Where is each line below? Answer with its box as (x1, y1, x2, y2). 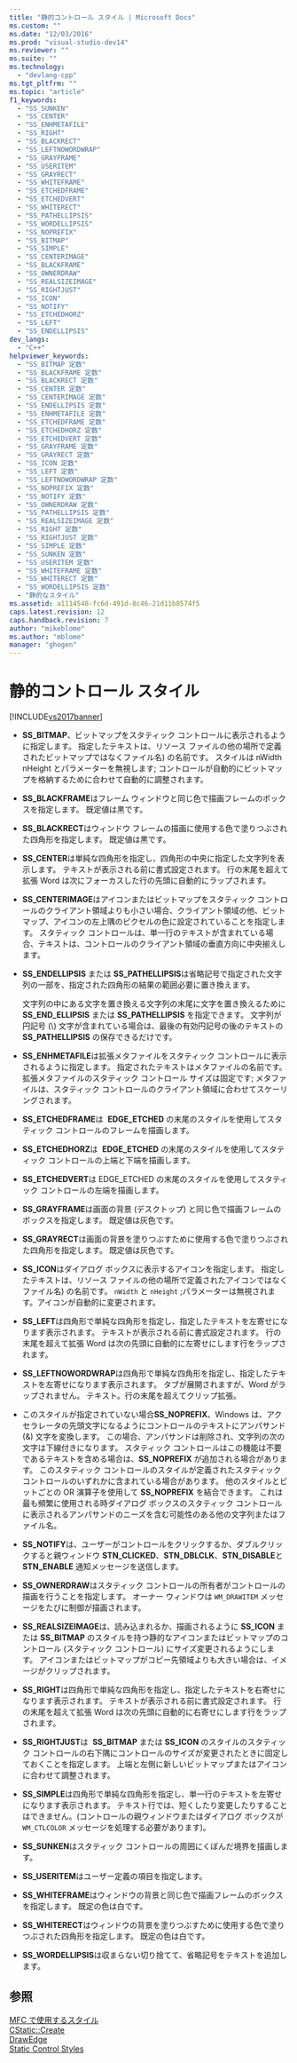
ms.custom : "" (9, 21, 62, 30)
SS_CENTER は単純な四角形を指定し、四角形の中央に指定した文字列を (21, 853, 277, 864)
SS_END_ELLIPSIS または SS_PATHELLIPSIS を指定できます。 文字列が (21, 1010, 282, 1020)
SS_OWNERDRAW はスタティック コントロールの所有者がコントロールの (21, 1580, 285, 1591)
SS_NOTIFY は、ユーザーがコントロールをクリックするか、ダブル (21, 1539, 260, 1550)
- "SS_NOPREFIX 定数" (17, 483, 95, 493)
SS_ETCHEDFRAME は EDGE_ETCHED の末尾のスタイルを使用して (21, 1114, 268, 1124)
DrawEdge (9, 2034, 48, 2044)
